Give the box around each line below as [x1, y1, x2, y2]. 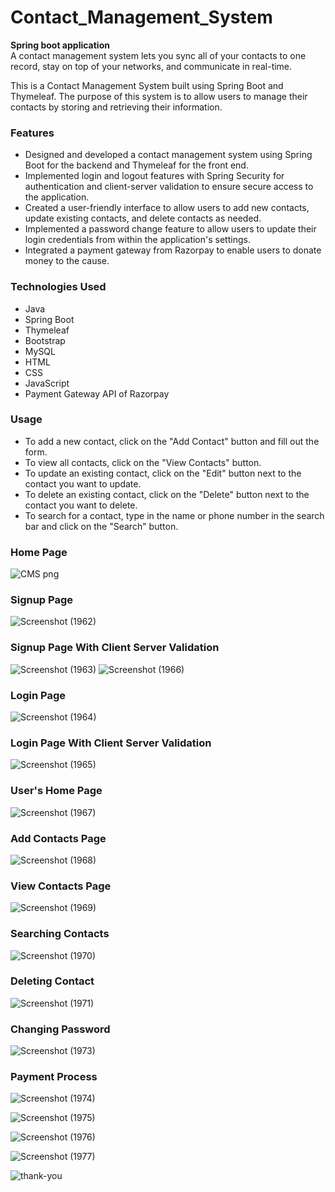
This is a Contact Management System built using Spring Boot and [10, 79, 284, 91]
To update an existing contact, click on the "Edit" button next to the [24, 467, 302, 479]
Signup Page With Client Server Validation [10, 641, 220, 655]
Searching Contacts [10, 927, 110, 941]
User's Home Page [10, 784, 103, 798]
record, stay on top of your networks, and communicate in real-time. [10, 60, 293, 72]
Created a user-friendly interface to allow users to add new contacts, [24, 202, 310, 214]
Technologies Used [10, 280, 107, 294]
